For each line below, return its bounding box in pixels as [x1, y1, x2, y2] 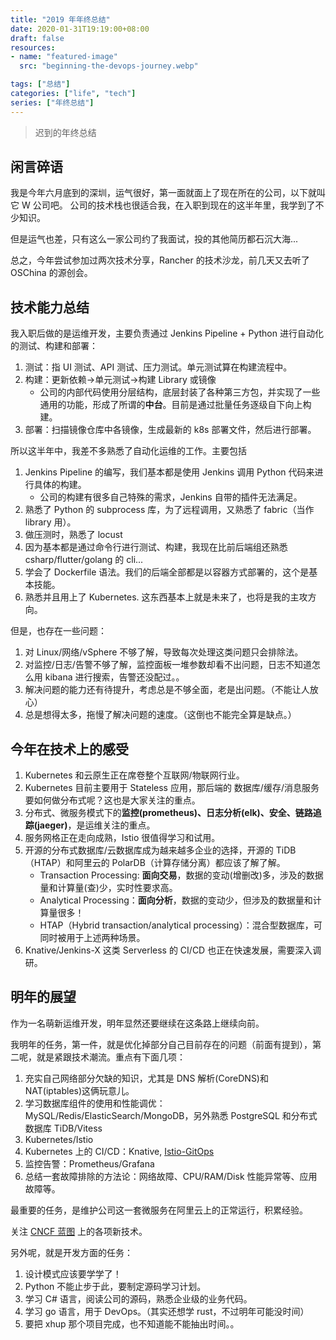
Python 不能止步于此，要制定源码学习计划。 [24, 1280, 207, 1292]
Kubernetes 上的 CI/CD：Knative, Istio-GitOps [24, 1145, 215, 1157]
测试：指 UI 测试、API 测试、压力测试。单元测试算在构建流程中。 [24, 361, 293, 373]
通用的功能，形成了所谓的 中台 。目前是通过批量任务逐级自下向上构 [39, 399, 312, 411]
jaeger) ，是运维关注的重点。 [37, 819, 156, 831]
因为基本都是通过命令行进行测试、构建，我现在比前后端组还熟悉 [24, 541, 288, 553]
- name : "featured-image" [10, 52, 118, 62]
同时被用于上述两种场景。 [39, 932, 146, 944]
